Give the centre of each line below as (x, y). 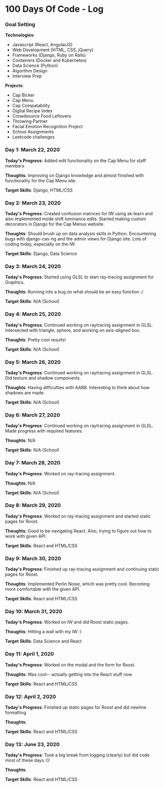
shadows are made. (25, 393)
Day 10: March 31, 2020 (34, 612)
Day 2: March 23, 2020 (33, 203)
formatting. (16, 713)
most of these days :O (27, 760)
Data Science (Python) (35, 66)
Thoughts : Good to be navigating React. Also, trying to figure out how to (78, 531)
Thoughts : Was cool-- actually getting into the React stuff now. (69, 674)
